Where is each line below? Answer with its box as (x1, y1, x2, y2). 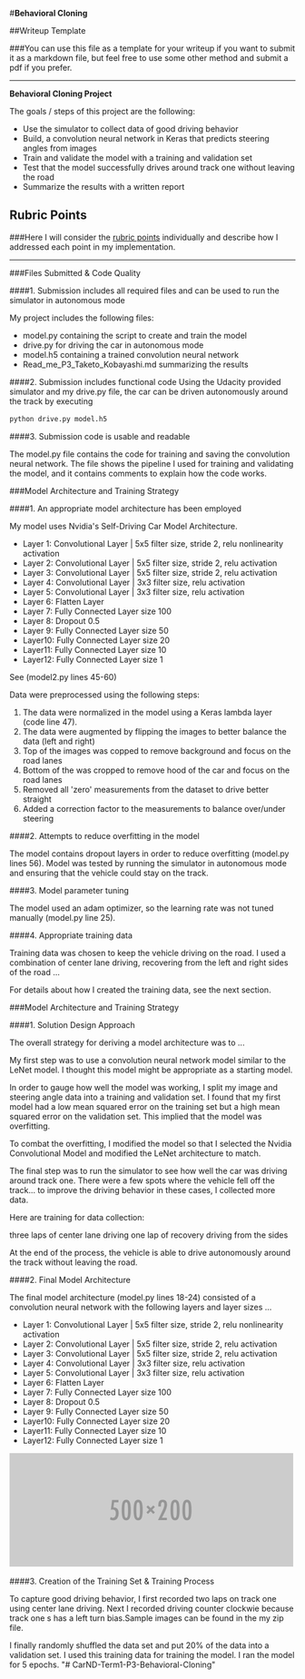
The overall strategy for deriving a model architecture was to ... (9, 1037, 245, 1048)
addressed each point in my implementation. (9, 241, 176, 252)
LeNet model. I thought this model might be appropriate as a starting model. (9, 1064, 293, 1075)
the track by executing (9, 395, 93, 407)
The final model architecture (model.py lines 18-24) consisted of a (9, 1291, 256, 1302)
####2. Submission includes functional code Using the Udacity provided (9, 376, 281, 387)
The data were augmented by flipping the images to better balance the (22, 726, 288, 736)
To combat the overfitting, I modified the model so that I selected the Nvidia (9, 1138, 292, 1149)
